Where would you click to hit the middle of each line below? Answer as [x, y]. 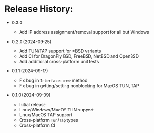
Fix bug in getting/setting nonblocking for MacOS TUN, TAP [79, 85]
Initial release [32, 104]
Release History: [39, 9]
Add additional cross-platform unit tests [59, 61]
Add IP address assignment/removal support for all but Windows [84, 32]
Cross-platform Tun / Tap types [49, 120]
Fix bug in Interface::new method [53, 80]
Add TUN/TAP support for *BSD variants [60, 51]
